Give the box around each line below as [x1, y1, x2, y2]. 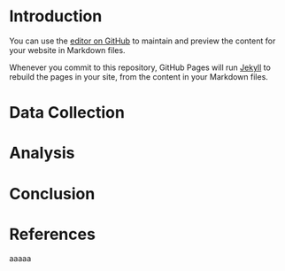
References [9, 224, 96, 244]
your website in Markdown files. [9, 44, 126, 55]
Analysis [9, 143, 75, 163]
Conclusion [9, 183, 96, 204]
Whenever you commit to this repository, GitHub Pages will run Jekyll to [9, 62, 272, 73]
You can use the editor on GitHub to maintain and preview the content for [9, 35, 276, 46]
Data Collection [9, 103, 126, 123]
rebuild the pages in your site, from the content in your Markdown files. [9, 71, 268, 81]
